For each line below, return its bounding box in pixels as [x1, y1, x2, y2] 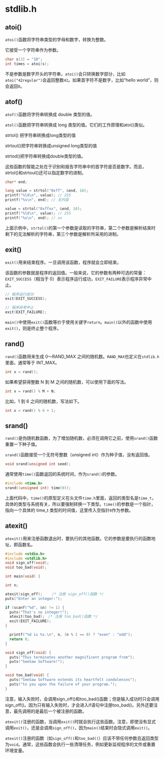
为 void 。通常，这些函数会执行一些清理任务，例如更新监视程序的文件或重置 [5, 741, 156, 747]
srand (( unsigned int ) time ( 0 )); [5, 486, 71, 490]
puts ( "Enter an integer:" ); [5, 596, 63, 601]
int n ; [5, 583, 19, 588]
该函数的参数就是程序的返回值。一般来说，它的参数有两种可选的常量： [5, 270, 147, 275]
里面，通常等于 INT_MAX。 [5, 359, 60, 365]
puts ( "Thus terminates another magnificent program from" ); [9, 654, 135, 660]
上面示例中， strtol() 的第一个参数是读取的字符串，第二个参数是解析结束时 [5, 225, 156, 231]
